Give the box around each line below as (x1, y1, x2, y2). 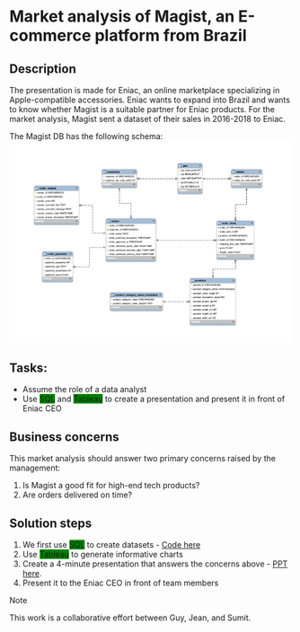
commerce (9, 25, 92, 46)
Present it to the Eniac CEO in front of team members (22, 577, 219, 589)
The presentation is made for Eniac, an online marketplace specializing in (9, 85, 280, 95)
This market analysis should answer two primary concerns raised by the (9, 453, 277, 464)
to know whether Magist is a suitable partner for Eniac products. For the (9, 104, 276, 114)
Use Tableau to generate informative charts (22, 549, 184, 560)
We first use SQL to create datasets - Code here (22, 540, 201, 550)
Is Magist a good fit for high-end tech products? (22, 480, 200, 491)
